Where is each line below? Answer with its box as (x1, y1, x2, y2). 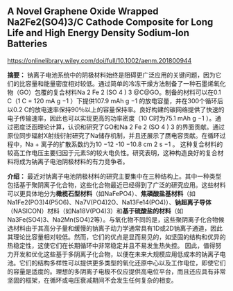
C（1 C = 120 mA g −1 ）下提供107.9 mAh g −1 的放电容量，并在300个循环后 (7, 96, 224, 105)
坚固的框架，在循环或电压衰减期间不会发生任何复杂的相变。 (7, 276, 178, 284)
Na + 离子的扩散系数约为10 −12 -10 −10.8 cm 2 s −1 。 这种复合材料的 (25, 140, 223, 148)
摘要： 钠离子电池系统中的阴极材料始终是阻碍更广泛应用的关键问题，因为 (7, 71, 216, 79)
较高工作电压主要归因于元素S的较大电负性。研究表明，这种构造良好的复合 (7, 148, 218, 157)
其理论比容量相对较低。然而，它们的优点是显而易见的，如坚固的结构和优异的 (7, 232, 226, 241)
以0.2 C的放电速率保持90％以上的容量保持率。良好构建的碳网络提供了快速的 (7, 105, 225, 114)
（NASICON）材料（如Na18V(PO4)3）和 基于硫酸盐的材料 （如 (7, 206, 184, 215)
